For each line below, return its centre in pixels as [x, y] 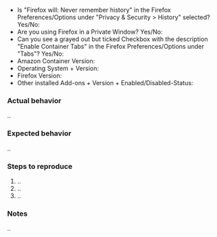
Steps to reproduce [40, 166]
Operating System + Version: [58, 68]
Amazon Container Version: [56, 61]
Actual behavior [34, 100]
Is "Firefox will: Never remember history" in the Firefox [94, 10]
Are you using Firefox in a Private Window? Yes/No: [90, 32]
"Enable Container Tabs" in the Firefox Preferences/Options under [111, 46]
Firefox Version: [39, 76]
